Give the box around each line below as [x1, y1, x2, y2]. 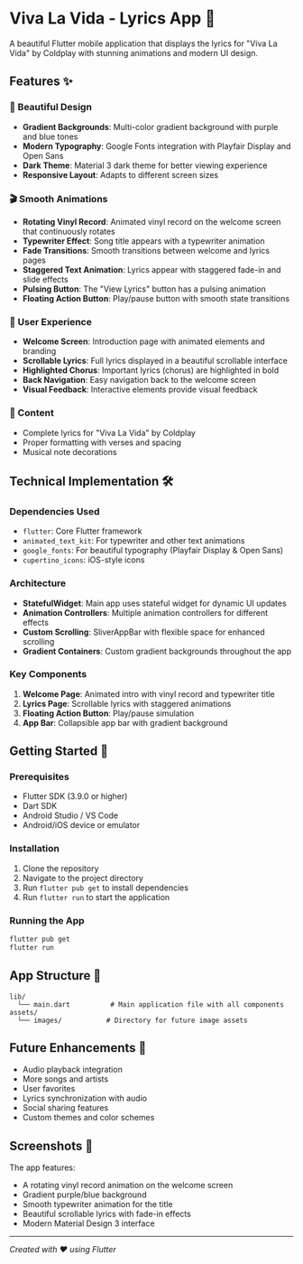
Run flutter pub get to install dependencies [22, 882, 189, 893]
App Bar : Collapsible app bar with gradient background [22, 717, 228, 728]
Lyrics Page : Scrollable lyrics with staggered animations [22, 698, 232, 709]
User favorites [22, 1083, 76, 1094]
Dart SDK [22, 801, 58, 812]
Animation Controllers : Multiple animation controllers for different [22, 607, 269, 618]
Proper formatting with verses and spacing [22, 437, 182, 448]
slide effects [22, 274, 69, 284]
